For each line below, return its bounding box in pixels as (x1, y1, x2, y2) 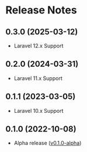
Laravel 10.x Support (13, 107, 64, 114)
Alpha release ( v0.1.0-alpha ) (13, 140, 82, 147)
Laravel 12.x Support (13, 42, 64, 49)
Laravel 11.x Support (13, 74, 62, 82)
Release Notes (5, 4, 77, 17)
